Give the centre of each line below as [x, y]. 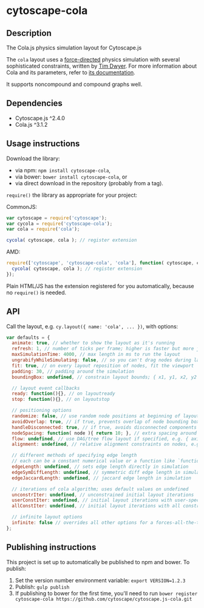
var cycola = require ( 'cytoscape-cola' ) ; [59, 224]
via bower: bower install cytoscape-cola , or [71, 177]
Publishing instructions [51, 547]
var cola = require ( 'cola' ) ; [43, 229]
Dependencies [34, 103]
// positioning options [42, 411]
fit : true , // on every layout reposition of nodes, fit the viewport [103, 366]
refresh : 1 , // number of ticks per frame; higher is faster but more [103, 349]
